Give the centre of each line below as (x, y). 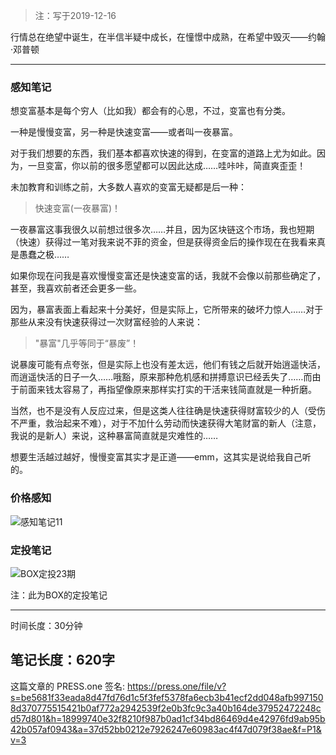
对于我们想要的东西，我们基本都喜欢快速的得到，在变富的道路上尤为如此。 (163, 153)
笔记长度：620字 (63, 660)
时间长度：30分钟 (46, 625)
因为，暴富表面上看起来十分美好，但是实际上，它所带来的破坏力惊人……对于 (167, 310)
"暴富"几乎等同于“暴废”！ (87, 343)
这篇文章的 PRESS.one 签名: (68, 686)
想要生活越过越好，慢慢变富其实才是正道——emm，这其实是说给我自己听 (161, 457)
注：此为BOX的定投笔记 (59, 595)
